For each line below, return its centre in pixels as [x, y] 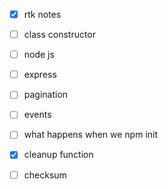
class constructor [60, 35]
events [37, 115]
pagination [46, 95]
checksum [45, 175]
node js [39, 55]
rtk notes [42, 14]
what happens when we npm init [91, 135]
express [40, 75]
